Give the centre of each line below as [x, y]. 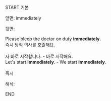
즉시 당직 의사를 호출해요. [30, 45]
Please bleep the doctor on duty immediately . [53, 39]
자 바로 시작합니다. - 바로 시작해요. [39, 56]
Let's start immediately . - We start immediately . [56, 62]
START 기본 [17, 7]
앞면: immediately [23, 18]
